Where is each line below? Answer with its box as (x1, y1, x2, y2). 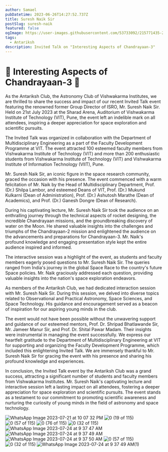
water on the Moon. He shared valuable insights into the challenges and (5, 223, 153, 229)
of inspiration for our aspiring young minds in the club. (5, 306, 117, 312)
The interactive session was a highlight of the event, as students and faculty (5, 254, 162, 260)
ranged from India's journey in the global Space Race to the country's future (5, 264, 162, 270)
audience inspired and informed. (5, 244, 72, 250)
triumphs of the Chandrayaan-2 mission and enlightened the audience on (5, 228, 156, 234)
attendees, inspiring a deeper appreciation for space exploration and (5, 119, 146, 125)
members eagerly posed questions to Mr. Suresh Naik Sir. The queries (5, 259, 150, 265)
